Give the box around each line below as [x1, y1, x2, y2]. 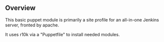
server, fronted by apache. [5, 22, 59, 28]
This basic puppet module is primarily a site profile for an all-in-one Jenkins [5, 17, 160, 22]
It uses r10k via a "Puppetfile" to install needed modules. [5, 31, 120, 37]
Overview [5, 4, 36, 12]
